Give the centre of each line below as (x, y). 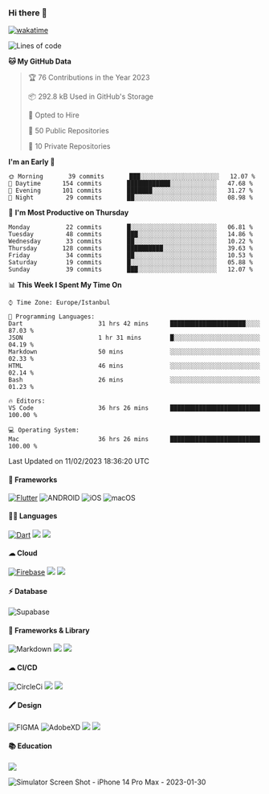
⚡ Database (28, 591)
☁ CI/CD (23, 667)
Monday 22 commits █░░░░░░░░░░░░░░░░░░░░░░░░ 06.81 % (130, 227)
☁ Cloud (23, 553)
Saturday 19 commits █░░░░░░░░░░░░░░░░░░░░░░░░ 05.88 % (130, 263)
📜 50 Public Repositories (69, 131)
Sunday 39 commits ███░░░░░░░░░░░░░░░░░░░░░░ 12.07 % (130, 270)
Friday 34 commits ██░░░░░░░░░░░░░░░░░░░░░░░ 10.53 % (130, 256)
